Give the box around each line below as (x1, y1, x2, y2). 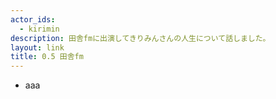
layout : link (10, 42, 65, 53)
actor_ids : (10, 14, 56, 25)
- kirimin (19, 24, 60, 34)
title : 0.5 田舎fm (10, 52, 84, 62)
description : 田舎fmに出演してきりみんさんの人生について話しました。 (10, 33, 271, 43)
